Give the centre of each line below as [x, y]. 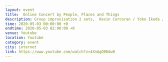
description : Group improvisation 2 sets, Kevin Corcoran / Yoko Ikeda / [85, 19]
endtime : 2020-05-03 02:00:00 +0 [40, 28]
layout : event [20, 10]
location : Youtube [24, 38]
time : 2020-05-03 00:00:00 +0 [37, 24]
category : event [22, 42]
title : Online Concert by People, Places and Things [62, 14]
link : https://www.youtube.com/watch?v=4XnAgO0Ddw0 [60, 51]
